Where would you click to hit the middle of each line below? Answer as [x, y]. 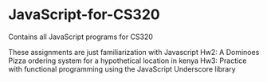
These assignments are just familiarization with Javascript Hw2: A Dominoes [134, 52]
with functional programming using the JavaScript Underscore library [122, 68]
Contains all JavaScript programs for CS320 [81, 37]
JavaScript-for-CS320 [84, 15]
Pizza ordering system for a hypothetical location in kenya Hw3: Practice [128, 61]
